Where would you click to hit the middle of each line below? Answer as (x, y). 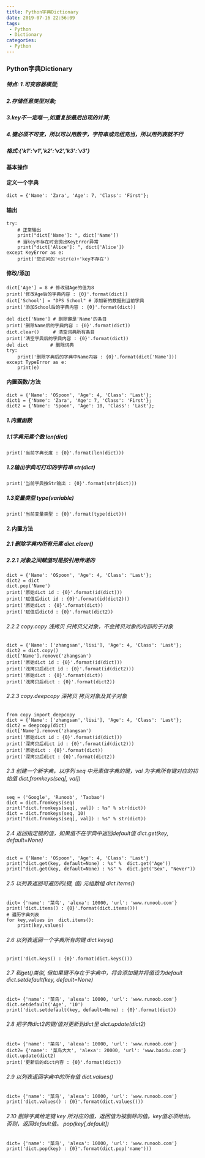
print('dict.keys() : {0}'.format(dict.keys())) (69, 959)
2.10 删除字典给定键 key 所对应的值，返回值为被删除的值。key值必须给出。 (100, 1116)
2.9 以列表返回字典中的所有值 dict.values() (60, 1077)
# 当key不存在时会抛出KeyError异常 (58, 242)
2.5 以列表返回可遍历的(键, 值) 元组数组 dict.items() (71, 883)
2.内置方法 (20, 528)
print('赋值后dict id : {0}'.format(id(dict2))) (68, 599)
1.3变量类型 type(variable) (40, 498)
